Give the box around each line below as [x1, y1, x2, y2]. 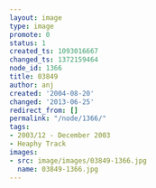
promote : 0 [9, 30, 50, 39]
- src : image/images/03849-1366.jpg [9, 155, 147, 165]
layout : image [9, 13, 63, 23]
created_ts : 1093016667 [9, 47, 99, 56]
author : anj [9, 80, 54, 89]
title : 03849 [9, 72, 59, 81]
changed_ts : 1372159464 [9, 55, 99, 64]
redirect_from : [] [9, 106, 78, 115]
